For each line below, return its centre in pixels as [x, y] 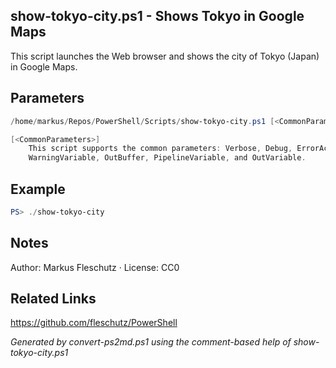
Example [38, 189]
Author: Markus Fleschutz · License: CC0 [95, 267]
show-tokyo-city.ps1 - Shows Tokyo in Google [157, 16]
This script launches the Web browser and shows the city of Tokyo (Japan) [165, 56]
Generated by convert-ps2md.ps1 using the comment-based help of [151, 342]
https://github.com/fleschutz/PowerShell [94, 323]
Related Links [53, 299]
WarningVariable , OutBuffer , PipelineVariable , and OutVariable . [167, 158]
